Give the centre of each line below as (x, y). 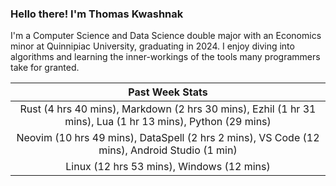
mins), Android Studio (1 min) (168, 150)
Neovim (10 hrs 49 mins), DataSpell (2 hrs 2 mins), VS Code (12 (168, 138)
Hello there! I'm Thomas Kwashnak (97, 14)
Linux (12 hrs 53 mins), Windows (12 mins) (168, 167)
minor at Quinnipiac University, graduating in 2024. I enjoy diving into (152, 46)
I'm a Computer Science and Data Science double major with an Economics (166, 36)
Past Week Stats (168, 92)
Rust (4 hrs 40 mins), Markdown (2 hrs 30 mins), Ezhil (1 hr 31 (168, 109)
